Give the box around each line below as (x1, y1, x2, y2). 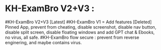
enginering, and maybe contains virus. (5, 39, 82, 45)
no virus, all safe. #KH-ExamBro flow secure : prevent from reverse (5, 34, 140, 40)
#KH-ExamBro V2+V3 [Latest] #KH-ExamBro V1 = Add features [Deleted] (5, 19, 152, 25)
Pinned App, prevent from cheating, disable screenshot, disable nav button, (5, 24, 157, 30)
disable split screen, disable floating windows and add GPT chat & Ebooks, (5, 29, 155, 35)
